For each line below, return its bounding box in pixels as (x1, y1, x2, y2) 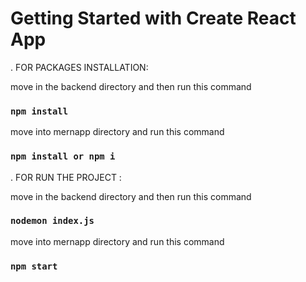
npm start (10, 260, 58, 272)
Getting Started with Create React (10, 7, 297, 30)
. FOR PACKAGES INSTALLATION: (10, 61, 149, 73)
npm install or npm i (10, 151, 116, 162)
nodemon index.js (10, 215, 95, 227)
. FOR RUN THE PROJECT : (10, 171, 122, 183)
